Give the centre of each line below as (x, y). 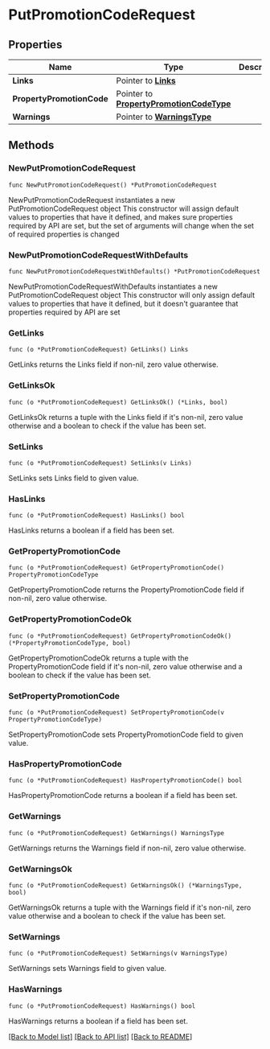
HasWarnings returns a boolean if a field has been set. (98, 1021)
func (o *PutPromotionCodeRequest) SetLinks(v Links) (100, 463)
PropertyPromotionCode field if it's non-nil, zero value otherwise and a (125, 666)
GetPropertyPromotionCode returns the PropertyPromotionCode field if (127, 590)
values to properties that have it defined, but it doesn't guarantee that (123, 303)
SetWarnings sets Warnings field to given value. (88, 969)
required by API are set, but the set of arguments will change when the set (131, 225)
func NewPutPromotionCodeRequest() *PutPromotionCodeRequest (113, 185)
